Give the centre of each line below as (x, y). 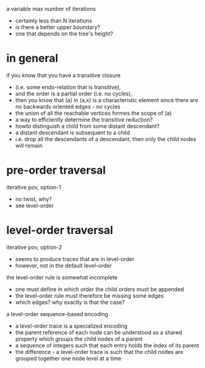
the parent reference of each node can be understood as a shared (99, 332)
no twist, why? (33, 199)
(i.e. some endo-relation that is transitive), (68, 87)
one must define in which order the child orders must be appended (100, 289)
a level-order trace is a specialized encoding (71, 326)
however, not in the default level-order (63, 265)
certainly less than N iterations (54, 20)
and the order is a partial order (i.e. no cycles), (74, 94)
